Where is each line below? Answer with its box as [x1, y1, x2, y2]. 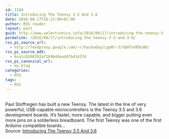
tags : [5, 77, 17, 82]
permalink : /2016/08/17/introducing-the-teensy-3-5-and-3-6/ [5, 36, 136, 41]
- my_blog [10, 63, 30, 68]
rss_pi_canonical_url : [5, 59, 53, 64]
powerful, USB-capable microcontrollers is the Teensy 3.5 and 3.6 [5, 106, 142, 112]
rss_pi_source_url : [5, 40, 46, 45]
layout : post [5, 26, 33, 31]
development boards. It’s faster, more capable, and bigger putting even [5, 111, 152, 118]
